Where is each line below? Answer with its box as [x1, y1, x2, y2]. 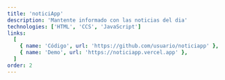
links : [7, 29, 26, 37]
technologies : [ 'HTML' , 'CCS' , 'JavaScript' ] [7, 23, 141, 30]
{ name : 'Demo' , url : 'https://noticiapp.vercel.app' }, [19, 49, 188, 56]
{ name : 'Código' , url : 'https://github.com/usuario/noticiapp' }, [19, 42, 219, 49]
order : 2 [7, 62, 33, 69]
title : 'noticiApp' [7, 10, 64, 17]
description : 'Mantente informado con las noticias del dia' [7, 17, 188, 24]
